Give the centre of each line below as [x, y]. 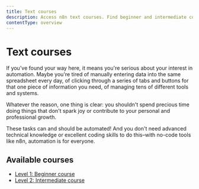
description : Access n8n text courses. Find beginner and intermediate [96, 17]
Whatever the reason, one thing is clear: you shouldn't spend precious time [98, 105]
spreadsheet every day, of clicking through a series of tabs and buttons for [97, 81]
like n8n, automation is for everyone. [51, 141]
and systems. [23, 93]
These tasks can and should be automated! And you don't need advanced [96, 129]
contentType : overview [34, 22]
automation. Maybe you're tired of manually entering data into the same [94, 74]
